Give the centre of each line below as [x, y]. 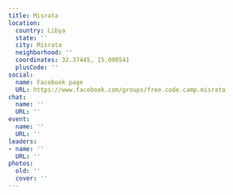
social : [21, 75]
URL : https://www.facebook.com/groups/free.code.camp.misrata [120, 90]
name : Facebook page [49, 82]
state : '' [31, 38]
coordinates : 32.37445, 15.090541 [72, 60]
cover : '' [31, 179]
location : [25, 23]
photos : [21, 164]
